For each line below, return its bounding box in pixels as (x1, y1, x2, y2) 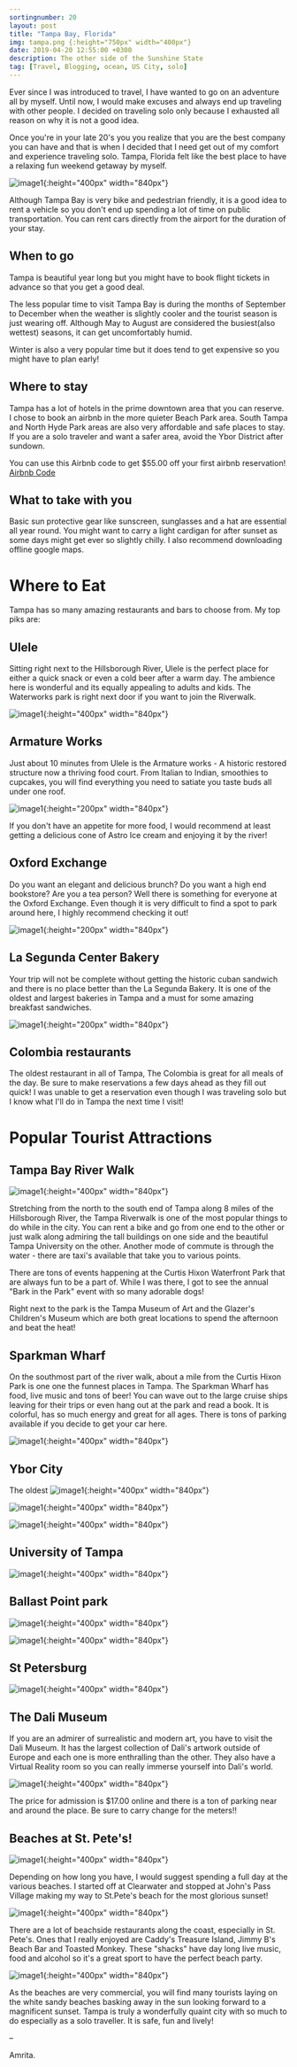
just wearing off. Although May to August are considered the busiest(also (9, 317, 276, 328)
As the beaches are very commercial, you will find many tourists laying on (9, 1987, 278, 1998)
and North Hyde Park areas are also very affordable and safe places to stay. (9, 422, 286, 432)
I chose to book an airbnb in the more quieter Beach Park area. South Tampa (9, 412, 288, 423)
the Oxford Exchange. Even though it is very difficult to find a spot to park (9, 898, 278, 908)
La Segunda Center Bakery (9, 950, 160, 966)
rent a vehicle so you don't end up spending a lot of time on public (9, 204, 251, 214)
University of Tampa (9, 1545, 124, 1560)
